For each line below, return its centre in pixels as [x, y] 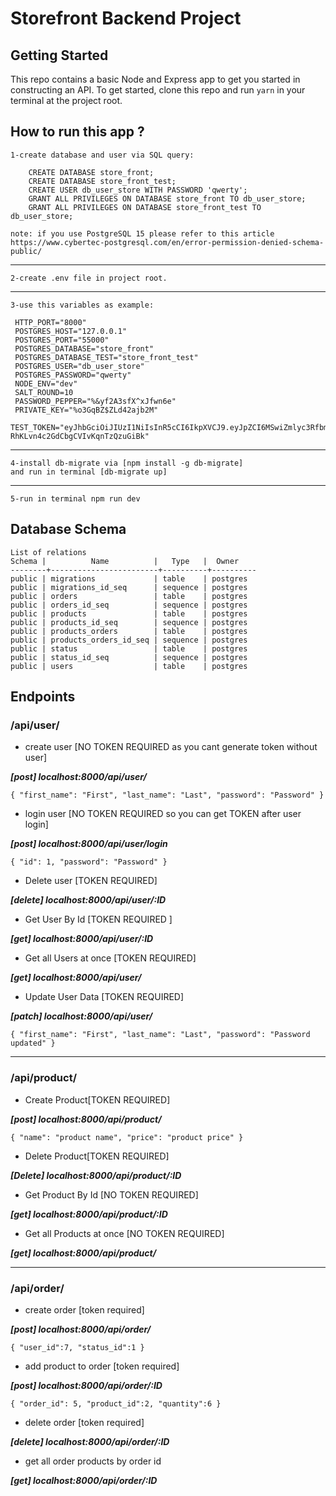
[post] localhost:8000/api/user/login [89, 844]
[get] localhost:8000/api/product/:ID [89, 1214]
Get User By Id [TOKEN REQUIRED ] [98, 919]
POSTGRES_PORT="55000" [62, 340]
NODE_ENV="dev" [46, 383]
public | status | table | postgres [129, 648]
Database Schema [68, 529]
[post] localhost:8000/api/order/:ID [86, 1385]
